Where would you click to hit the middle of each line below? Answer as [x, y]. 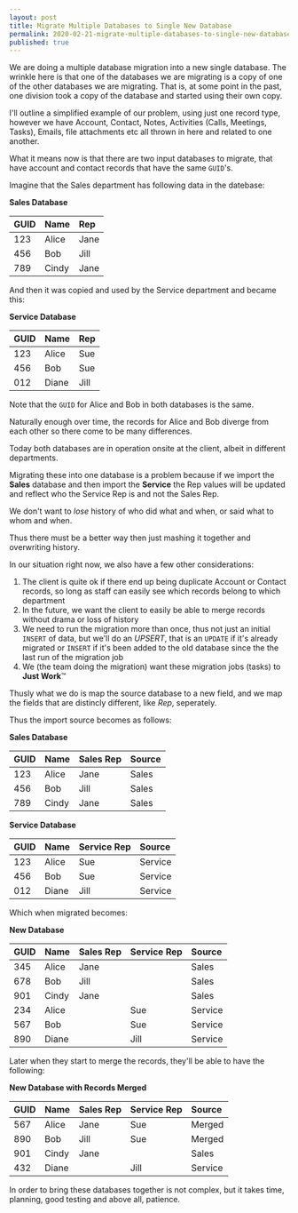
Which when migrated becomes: [69, 913]
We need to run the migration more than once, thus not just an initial [146, 629]
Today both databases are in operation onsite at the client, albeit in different [148, 449]
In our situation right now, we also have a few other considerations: [132, 564]
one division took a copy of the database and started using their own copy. [146, 96]
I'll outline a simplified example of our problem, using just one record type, [145, 113]
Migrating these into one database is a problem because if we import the [142, 475]
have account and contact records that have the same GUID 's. [121, 168]
